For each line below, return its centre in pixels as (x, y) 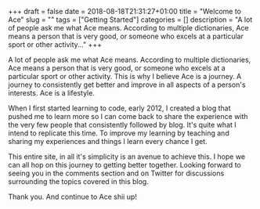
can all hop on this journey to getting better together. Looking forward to (125, 165)
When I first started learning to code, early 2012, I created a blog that (119, 108)
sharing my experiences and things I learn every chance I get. (108, 141)
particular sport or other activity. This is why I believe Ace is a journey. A (125, 76)
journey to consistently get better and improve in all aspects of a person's (127, 85)
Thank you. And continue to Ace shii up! (72, 196)
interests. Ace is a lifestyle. (52, 93)
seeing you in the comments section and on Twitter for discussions (116, 173)
